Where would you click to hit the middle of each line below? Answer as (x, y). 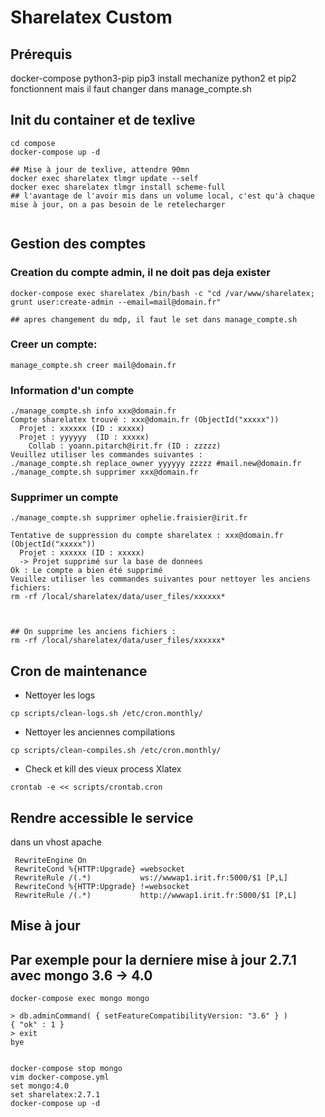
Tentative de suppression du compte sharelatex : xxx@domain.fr (147, 536)
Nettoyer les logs (60, 695)
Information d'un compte (72, 390)
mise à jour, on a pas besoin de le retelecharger (118, 204)
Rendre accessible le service (102, 817)
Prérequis (41, 54)
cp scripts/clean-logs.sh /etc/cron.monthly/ (106, 714)
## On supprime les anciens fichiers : (93, 632)
